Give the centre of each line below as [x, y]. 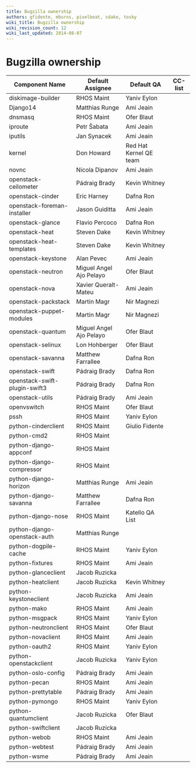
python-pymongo [34, 702]
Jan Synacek [94, 136]
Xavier [85, 285]
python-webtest [32, 747]
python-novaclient [35, 637]
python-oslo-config [37, 673]
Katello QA [140, 513]
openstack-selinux [35, 345]
